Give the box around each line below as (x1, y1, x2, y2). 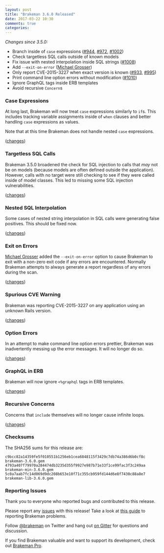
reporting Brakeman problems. (5, 513, 67, 519)
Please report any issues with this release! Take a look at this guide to (5, 508, 145, 514)
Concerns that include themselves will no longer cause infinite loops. (5, 412, 145, 418)
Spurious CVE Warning (5, 291, 61, 298)
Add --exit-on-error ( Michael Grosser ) (12, 64, 92, 70)
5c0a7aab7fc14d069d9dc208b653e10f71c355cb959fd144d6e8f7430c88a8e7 (5, 471, 146, 476)
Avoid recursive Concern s (12, 85, 63, 91)
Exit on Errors (5, 242, 38, 249)
